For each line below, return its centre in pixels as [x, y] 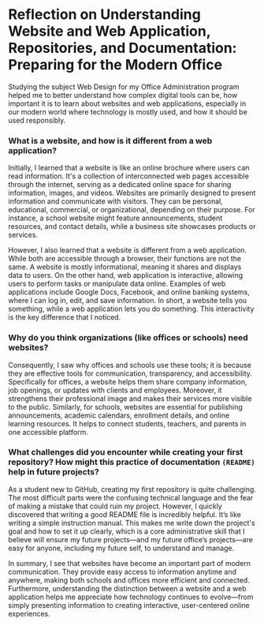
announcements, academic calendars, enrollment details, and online [119, 415]
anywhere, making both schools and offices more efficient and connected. [129, 580]
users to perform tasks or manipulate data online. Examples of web [117, 284]
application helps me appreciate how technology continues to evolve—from [131, 597]
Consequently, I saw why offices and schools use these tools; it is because [130, 365]
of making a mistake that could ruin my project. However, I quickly [115, 506]
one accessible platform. [48, 432]
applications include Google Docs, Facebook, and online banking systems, [129, 292]
